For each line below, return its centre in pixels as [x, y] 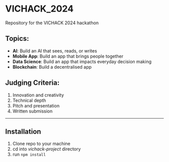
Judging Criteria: [32, 83]
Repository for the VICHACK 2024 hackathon [52, 23]
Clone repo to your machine [41, 144]
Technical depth [29, 100]
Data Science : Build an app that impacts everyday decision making [82, 62]
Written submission [32, 111]
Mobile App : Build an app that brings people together [68, 56]
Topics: [17, 39]
